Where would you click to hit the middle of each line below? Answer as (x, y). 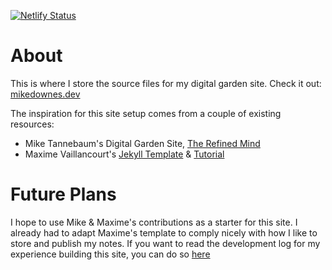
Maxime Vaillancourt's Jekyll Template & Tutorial (124, 154)
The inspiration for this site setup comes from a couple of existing (146, 113)
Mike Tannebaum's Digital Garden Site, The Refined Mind (142, 143)
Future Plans (63, 194)
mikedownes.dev (45, 94)
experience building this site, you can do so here (110, 254)
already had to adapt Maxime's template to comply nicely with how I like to (164, 232)
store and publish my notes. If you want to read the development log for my (165, 243)
